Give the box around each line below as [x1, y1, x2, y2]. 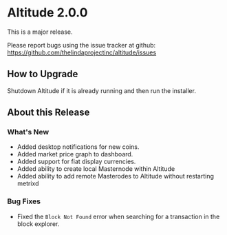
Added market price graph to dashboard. [17, 150, 133, 159]
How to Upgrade [7, 68, 78, 80]
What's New [7, 127, 50, 137]
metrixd [17, 179, 39, 187]
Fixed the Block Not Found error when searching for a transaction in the [17, 212, 220, 221]
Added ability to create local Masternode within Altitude [17, 165, 175, 173]
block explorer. [17, 219, 60, 228]
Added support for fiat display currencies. [17, 157, 136, 166]
